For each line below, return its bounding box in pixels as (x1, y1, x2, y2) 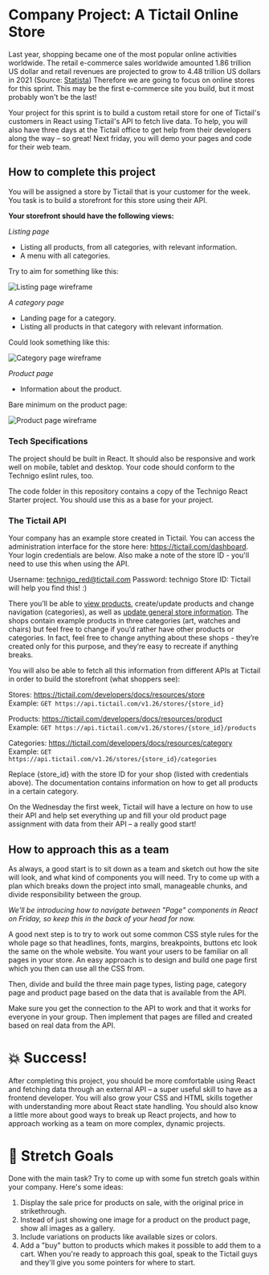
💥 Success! (8, 1049, 88, 1067)
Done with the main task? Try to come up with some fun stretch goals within (8, 1174, 260, 1183)
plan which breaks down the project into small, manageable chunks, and (8, 881, 247, 891)
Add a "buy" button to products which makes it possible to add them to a (19, 1240, 261, 1250)
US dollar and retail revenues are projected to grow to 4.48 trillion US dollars (8, 66, 261, 76)
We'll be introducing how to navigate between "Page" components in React (8, 905, 259, 915)
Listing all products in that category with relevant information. (19, 321, 223, 331)
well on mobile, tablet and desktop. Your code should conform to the (8, 462, 235, 472)
